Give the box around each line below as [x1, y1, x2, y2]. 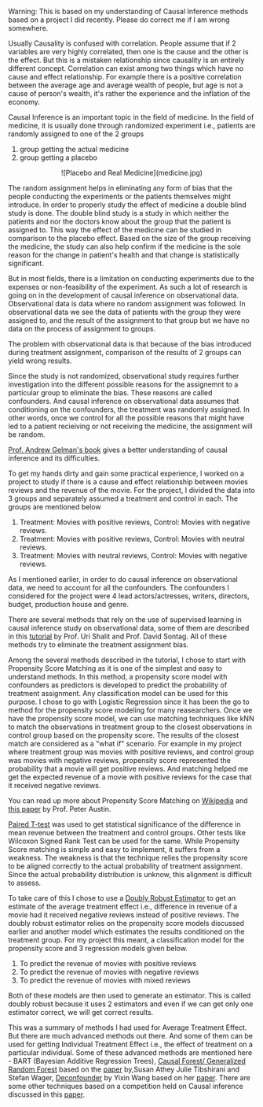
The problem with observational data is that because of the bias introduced [8, 339, 252, 349]
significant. [8, 259, 45, 268]
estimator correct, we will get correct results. [8, 1008, 154, 1016]
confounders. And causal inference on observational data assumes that [8, 397, 239, 405]
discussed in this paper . [8, 1090, 86, 1099]
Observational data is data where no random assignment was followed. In [8, 299, 246, 308]
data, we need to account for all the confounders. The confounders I [8, 583, 229, 592]
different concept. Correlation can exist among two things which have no [8, 64, 244, 73]
